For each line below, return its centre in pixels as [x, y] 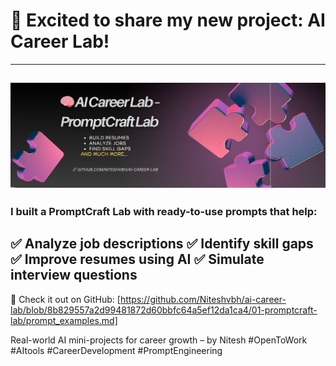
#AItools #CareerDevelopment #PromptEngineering [116, 350]
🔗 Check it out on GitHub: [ [65, 299]
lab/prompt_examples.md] [64, 320]
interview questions [74, 275]
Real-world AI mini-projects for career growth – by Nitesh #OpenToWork [159, 340]
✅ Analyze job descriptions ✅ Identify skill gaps [162, 244]
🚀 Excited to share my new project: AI [168, 20]
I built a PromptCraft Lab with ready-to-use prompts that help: [164, 212]
